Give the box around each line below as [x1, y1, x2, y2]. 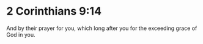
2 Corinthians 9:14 [6, 4, 102, 18]
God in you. [6, 31, 35, 38]
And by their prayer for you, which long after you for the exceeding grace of [6, 24, 197, 32]
